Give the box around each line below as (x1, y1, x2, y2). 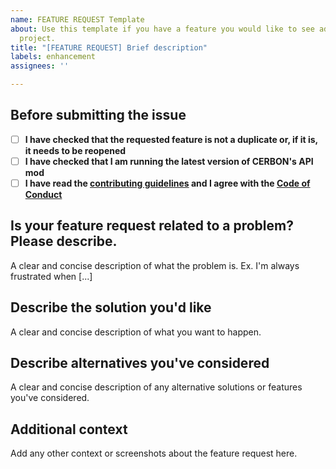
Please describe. (10, 233, 118, 250)
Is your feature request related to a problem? (10, 217, 294, 235)
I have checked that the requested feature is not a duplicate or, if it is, (24, 133, 318, 145)
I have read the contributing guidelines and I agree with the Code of (24, 177, 311, 189)
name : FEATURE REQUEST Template (10, 14, 145, 25)
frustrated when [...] (10, 270, 93, 282)
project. (19, 33, 56, 43)
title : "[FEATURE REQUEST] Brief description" (10, 42, 208, 53)
